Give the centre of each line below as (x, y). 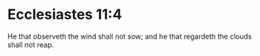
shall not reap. (31, 44)
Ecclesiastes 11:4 (65, 15)
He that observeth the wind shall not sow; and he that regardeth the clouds (130, 36)
